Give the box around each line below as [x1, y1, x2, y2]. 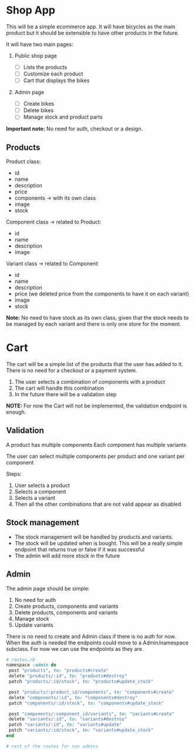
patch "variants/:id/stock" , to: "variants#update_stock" [8, 727, 154, 733]
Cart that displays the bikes [23, 77, 90, 84]
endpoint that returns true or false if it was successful [14, 546, 145, 553]
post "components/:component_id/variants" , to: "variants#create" [8, 711, 175, 717]
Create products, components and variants [14, 602, 119, 610]
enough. [6, 409, 26, 416]
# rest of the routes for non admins [6, 743, 99, 749]
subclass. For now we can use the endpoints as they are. [6, 645, 144, 652]
